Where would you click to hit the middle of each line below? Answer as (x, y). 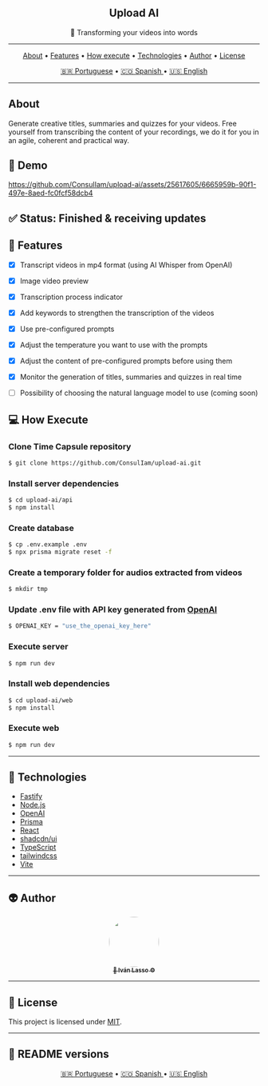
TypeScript (38, 848)
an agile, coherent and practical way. (69, 140)
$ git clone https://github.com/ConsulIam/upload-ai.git (105, 463)
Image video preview (54, 281)
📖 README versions (59, 1054)
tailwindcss (38, 856)
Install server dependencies (64, 483)
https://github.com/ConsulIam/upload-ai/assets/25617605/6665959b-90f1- (132, 185)
